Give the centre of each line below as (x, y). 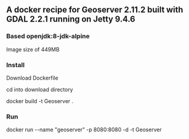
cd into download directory (40, 89)
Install (16, 65)
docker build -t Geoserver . (40, 101)
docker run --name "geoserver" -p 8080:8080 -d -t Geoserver (84, 130)
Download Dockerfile (32, 78)
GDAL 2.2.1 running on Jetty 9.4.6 (71, 19)
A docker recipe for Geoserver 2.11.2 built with (95, 10)
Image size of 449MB (33, 49)
